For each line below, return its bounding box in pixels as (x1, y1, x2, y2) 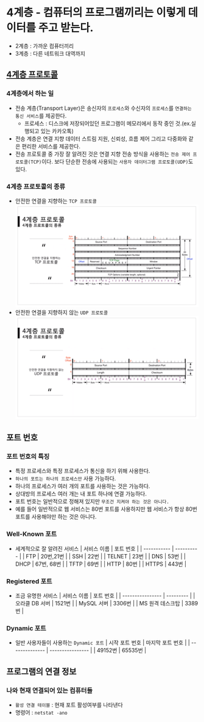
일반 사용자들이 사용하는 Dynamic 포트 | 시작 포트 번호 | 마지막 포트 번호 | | (15, 639, 190, 646)
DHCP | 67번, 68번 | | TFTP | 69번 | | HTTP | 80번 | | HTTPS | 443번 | (15, 560, 187, 567)
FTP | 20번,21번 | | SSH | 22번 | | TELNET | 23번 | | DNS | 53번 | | (26, 552, 186, 560)
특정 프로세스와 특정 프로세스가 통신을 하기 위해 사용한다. (15, 467, 150, 475)
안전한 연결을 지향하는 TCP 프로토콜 (15, 197, 97, 205)
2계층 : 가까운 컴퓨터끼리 (15, 42, 74, 49)
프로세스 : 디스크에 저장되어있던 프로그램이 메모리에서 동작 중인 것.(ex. (24, 120, 192, 127)
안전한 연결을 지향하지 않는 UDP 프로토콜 (15, 309, 108, 316)
